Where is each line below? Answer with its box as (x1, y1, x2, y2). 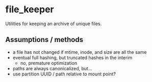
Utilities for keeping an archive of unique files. (5, 20, 102, 27)
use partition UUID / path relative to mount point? (12, 71, 116, 77)
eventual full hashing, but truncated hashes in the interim (12, 54, 133, 60)
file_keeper (5, 4, 55, 15)
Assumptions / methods (5, 35, 84, 44)
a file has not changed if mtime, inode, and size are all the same (12, 49, 147, 55)
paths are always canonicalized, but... (12, 65, 92, 71)
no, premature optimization (20, 60, 78, 66)
